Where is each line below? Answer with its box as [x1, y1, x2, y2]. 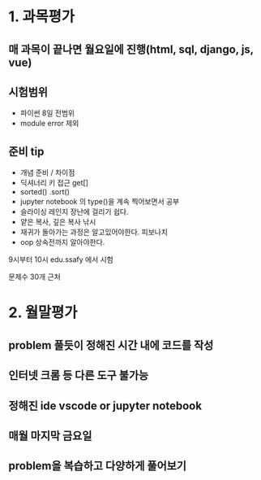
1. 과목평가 [8, 7, 75, 26]
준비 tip [8, 144, 45, 159]
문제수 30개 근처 [8, 272, 61, 281]
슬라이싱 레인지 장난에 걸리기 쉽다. [19, 207, 129, 216]
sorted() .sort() [19, 187, 71, 197]
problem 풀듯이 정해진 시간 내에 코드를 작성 [8, 338, 214, 352]
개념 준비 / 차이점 [19, 168, 75, 177]
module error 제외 [19, 119, 79, 129]
